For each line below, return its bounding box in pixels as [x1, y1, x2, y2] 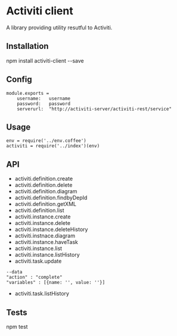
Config [6, 75, 32, 85]
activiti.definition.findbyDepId [14, 194, 88, 201]
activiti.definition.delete [14, 181, 73, 189]
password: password [17, 100, 70, 107]
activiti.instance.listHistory [14, 251, 80, 258]
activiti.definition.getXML [14, 201, 76, 208]
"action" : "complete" [6, 275, 63, 280]
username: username [17, 95, 70, 101]
